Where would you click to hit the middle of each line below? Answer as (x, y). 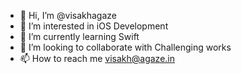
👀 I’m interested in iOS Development (94, 26)
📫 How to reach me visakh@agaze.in (97, 58)
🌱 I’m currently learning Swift (79, 36)
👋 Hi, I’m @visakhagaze (68, 15)
